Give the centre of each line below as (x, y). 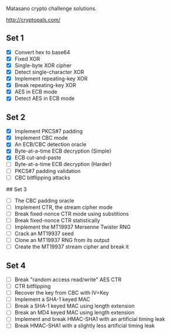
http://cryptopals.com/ (33, 20)
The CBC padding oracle (44, 201)
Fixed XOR (27, 58)
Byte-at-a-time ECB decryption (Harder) (63, 164)
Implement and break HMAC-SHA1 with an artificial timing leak (90, 319)
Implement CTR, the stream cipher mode (64, 207)
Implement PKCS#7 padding (49, 132)
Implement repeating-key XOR (51, 79)
